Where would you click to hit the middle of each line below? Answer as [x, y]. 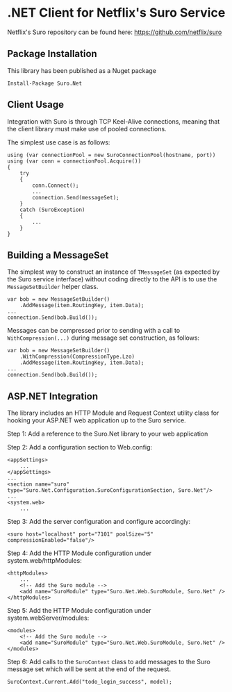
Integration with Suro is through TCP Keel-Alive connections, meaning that [114, 121]
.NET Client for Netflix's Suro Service [116, 13]
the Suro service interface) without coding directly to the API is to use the [112, 279]
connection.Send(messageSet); [76, 197]
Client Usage [36, 105]
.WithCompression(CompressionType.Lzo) [77, 357]
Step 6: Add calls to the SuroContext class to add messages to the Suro [109, 662]
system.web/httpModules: [44, 561]
